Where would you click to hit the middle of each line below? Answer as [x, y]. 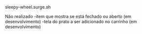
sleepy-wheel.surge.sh [28, 7]
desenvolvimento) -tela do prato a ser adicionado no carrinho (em [71, 22]
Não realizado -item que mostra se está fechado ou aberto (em [68, 16]
